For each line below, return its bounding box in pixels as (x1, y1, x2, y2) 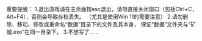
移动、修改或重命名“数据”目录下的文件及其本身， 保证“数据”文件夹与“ (16, 21, 191, 28)
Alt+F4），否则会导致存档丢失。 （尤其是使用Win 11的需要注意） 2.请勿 (6, 13, 183, 20)
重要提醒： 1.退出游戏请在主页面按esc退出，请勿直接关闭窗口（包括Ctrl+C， (6, 6, 198, 12)
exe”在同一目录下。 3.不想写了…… (13, 28, 99, 35)
